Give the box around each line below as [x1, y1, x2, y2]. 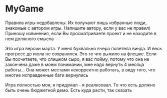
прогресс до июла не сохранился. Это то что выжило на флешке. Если [5, 51, 156, 57]
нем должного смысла [5, 36, 54, 42]
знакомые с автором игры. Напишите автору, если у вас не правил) [5, 25, 151, 31]
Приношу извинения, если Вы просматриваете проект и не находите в [5, 30, 156, 36]
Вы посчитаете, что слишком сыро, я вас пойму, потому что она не [5, 56, 149, 62]
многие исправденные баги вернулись [5, 72, 88, 78]
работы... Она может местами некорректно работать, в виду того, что [5, 66, 156, 73]
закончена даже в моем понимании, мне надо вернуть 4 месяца [5, 61, 144, 67]
